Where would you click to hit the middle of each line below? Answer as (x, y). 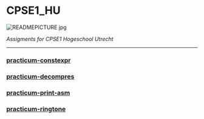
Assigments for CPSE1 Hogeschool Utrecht (60, 39)
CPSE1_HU (33, 11)
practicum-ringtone (36, 109)
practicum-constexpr (39, 60)
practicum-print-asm (38, 92)
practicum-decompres (40, 76)
